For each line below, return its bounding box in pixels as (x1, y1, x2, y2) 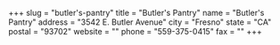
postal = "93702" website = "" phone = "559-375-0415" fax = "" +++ (8, 26, 262, 36)
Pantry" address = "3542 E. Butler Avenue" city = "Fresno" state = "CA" (8, 17, 272, 27)
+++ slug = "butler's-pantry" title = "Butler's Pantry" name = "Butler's (8, 8, 265, 18)
